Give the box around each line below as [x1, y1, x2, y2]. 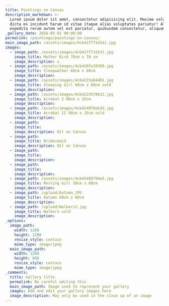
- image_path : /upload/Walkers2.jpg [10, 204, 87, 209]
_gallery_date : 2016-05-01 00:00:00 [5, 31, 82, 36]
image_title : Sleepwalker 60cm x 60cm [14, 69, 96, 74]
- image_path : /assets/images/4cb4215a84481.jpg [10, 78, 114, 83]
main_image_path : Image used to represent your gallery [10, 284, 129, 289]
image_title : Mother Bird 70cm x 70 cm [14, 54, 98, 59]
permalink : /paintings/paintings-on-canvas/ [5, 36, 100, 41]
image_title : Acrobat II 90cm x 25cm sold [14, 110, 105, 116]
